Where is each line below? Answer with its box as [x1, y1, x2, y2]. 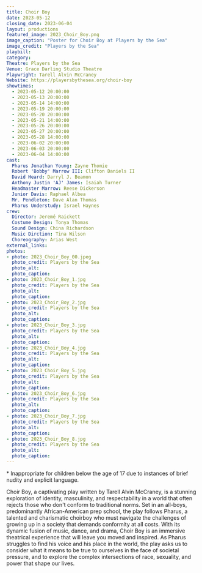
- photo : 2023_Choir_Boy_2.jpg [6, 299, 86, 305]
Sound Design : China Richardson [12, 225, 95, 231]
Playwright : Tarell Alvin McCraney [6, 72, 97, 78]
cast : [6, 157, 20, 163]
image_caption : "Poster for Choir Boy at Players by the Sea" [6, 37, 168, 43]
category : [6, 54, 32, 61]
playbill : [6, 49, 32, 55]
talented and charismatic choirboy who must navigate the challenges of [6, 514, 187, 521]
